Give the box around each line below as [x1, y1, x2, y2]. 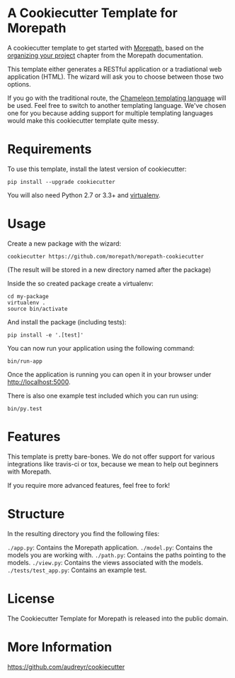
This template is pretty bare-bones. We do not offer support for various [7, 452, 215, 461]
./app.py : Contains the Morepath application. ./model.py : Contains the [7, 543, 213, 552]
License [7, 591, 55, 606]
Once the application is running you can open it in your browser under [7, 370, 212, 378]
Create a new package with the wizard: [7, 239, 122, 248]
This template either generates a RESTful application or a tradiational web [7, 65, 222, 73]
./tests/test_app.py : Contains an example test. [7, 566, 147, 574]
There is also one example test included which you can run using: [7, 391, 199, 400]
